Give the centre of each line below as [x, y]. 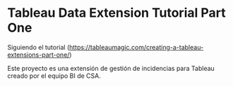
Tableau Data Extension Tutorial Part [116, 13]
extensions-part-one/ [38, 55]
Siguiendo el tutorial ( [38, 47]
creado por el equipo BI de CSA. [54, 76]
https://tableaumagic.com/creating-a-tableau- [137, 47]
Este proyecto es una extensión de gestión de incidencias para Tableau [111, 68]
